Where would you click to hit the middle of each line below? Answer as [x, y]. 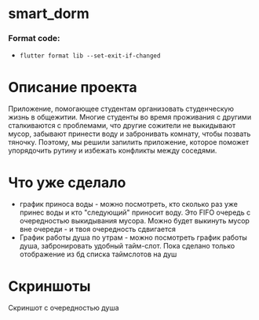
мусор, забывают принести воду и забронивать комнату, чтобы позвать [129, 134]
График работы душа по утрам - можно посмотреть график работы [133, 237]
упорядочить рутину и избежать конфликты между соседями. [113, 151]
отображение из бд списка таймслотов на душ [98, 254]
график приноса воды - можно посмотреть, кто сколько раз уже [128, 204]
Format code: [34, 39]
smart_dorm [49, 14]
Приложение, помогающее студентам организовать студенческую [121, 109]
